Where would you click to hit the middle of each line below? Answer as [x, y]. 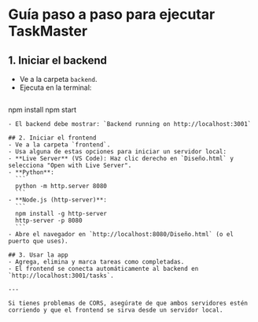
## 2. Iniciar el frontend [52, 138]
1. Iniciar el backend [58, 60]
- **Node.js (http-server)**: [58, 200]
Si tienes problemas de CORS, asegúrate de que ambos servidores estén [128, 303]
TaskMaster [48, 31]
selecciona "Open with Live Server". [70, 165]
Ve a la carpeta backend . [58, 79]
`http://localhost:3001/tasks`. [61, 276]
